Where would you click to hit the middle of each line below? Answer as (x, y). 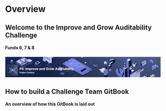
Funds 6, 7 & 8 (20, 48)
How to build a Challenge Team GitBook (67, 91)
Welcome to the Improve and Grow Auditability (79, 28)
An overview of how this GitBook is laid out (50, 104)
